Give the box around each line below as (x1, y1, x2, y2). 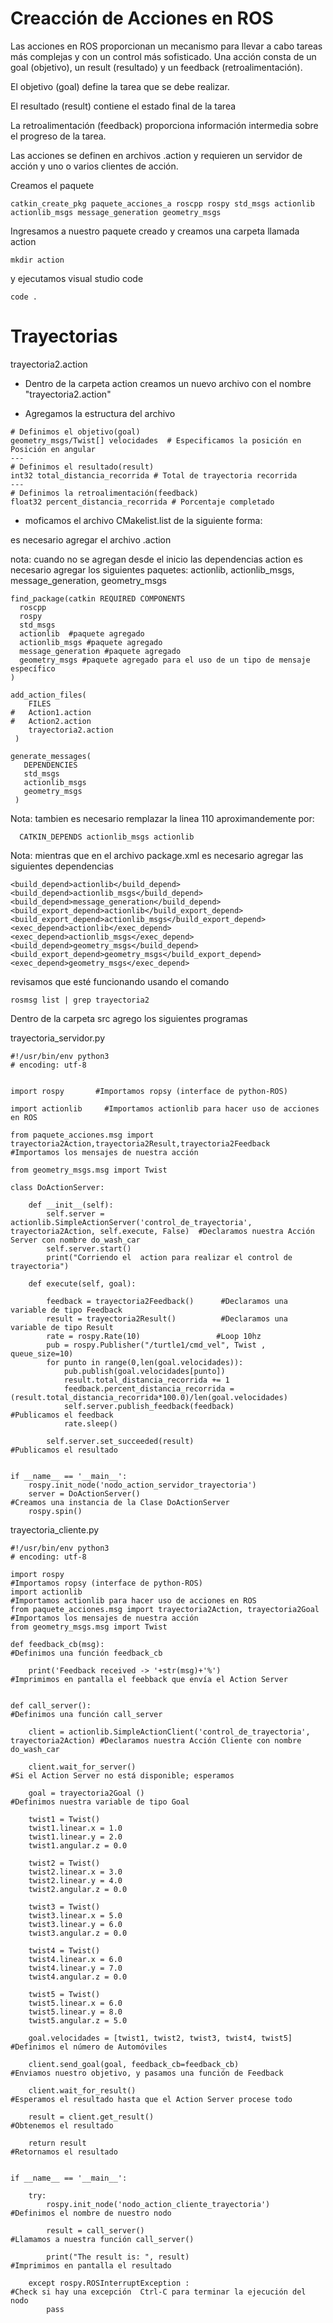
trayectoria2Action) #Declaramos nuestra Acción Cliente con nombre (10, 1735, 302, 1746)
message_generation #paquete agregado (19, 646, 182, 656)
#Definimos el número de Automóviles (10, 2042, 168, 2052)
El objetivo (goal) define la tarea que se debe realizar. (10, 80, 230, 92)
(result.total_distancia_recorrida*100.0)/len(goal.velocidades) (10, 1392, 288, 1402)
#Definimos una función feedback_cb (10, 1648, 163, 1658)
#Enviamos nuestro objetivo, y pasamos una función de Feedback (10, 2068, 284, 2078)
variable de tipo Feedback (10, 1305, 123, 1315)
